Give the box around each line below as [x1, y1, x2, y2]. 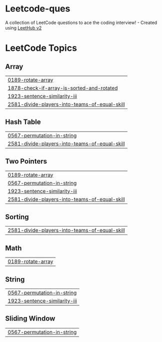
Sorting [5, 212, 29, 221]
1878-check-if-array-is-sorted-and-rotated [7, 84, 118, 91]
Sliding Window [5, 314, 55, 323]
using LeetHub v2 [5, 24, 42, 30]
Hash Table [5, 118, 41, 126]
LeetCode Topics [5, 42, 77, 54]
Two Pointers [5, 157, 47, 165]
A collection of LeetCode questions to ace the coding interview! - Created [5, 19, 157, 25]
